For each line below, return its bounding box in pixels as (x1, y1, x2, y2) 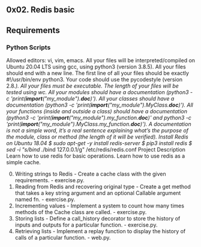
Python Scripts (6, 43, 51, 52)
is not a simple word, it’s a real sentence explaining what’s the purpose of (6, 127, 189, 134)
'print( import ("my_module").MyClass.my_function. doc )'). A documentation (6, 121, 191, 128)
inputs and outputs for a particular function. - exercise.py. (14, 221, 158, 228)
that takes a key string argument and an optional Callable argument (14, 189, 181, 197)
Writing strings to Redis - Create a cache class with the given (14, 170, 166, 177)
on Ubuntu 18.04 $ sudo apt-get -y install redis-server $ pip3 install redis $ (6, 140, 193, 147)
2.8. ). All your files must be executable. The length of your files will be (6, 82, 179, 89)
